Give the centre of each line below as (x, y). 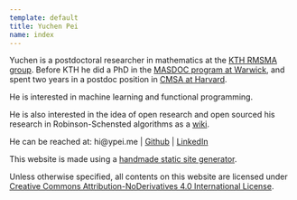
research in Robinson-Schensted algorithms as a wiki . (110, 124)
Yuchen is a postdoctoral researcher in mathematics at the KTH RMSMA (144, 61)
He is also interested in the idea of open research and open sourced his (142, 115)
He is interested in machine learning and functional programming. (131, 97)
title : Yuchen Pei (44, 26)
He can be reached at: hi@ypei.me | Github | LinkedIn (109, 142)
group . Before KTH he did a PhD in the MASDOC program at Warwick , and (147, 70)
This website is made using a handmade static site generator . (123, 159)
